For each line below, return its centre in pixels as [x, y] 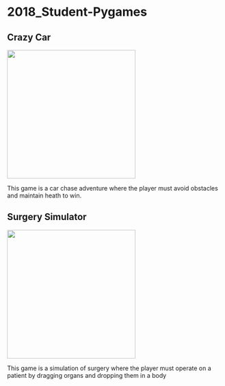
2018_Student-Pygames [77, 12]
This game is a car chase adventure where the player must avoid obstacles [113, 188]
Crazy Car [29, 37]
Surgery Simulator [47, 217]
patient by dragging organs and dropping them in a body [87, 375]
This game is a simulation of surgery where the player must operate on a [109, 368]
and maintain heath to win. [44, 195]
